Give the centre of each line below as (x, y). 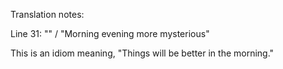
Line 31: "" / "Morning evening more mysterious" (110, 33)
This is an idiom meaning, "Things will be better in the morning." (142, 53)
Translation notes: (47, 14)
